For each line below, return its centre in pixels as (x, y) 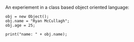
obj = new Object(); (27, 17)
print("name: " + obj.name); (36, 34)
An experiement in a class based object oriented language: (67, 7)
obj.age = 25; (20, 25)
